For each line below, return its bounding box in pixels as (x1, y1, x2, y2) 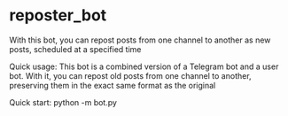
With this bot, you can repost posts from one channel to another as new (9, 35, 271, 45)
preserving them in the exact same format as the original (9, 80, 216, 90)
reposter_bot (9, 5, 107, 26)
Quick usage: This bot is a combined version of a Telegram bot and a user (9, 61, 279, 72)
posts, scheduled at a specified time (9, 43, 142, 54)
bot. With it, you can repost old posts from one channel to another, (9, 70, 252, 81)
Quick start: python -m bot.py (9, 97, 118, 107)
